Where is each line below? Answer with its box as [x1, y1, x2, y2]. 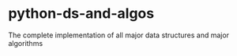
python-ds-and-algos [8, 5, 155, 23]
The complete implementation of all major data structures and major [8, 30, 230, 40]
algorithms [8, 38, 43, 47]
